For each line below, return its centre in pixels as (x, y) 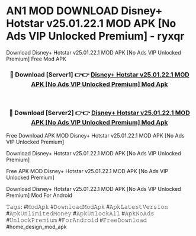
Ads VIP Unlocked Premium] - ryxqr (95, 36)
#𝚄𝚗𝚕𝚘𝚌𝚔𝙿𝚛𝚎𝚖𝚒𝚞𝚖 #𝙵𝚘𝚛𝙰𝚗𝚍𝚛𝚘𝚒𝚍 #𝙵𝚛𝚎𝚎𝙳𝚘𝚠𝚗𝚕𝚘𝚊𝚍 (76, 220)
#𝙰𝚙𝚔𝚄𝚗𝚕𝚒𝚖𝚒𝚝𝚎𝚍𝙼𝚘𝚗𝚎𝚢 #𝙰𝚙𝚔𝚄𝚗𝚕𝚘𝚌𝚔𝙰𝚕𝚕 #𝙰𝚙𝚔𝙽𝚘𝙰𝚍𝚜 (80, 213)
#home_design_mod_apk (36, 227)
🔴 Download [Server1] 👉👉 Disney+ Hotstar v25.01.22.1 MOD (99, 74)
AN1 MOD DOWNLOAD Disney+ (84, 11)
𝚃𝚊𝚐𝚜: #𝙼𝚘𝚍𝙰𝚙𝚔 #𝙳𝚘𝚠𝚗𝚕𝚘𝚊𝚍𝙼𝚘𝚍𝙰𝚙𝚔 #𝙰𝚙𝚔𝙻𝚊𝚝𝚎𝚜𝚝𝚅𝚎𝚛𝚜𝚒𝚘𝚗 (87, 206)
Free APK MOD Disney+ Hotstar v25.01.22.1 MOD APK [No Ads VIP (87, 171)
